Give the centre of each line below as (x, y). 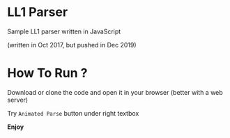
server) (18, 100)
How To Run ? (47, 73)
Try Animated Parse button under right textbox (73, 113)
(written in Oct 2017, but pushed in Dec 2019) (72, 45)
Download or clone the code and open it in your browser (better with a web (115, 92)
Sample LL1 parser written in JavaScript (64, 31)
